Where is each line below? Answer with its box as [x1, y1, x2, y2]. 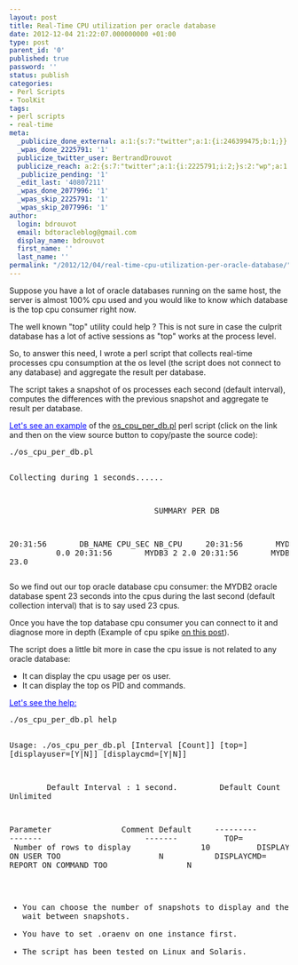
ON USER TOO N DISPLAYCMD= [9, 850, 267, 861]
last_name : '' [17, 252, 69, 262]
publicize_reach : [17, 162, 82, 171]
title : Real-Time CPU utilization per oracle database [9, 21, 216, 30]
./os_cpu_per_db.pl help [9, 714, 117, 724]
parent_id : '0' [9, 46, 66, 55]
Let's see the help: [9, 697, 77, 707]
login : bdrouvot [17, 219, 77, 228]
